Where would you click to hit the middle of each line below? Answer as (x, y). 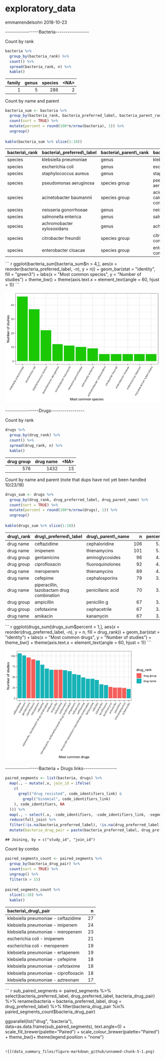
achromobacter (57, 224)
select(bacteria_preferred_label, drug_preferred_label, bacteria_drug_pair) (80, 996)
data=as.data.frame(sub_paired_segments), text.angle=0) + (66, 1026)
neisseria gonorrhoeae (65, 210)
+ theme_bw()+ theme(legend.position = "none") (55, 1037)
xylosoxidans (55, 229)
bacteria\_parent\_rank (124, 152)
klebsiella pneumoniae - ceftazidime (44, 918)
